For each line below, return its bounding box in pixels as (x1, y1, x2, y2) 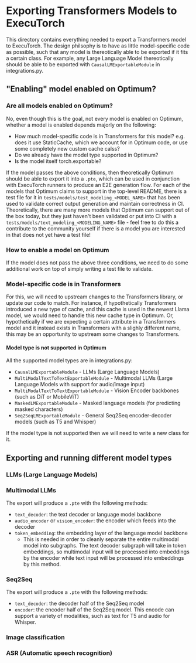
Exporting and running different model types (6, 453, 172, 463)
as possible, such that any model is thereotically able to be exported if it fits (6, 48, 188, 55)
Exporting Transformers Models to (6, 4, 177, 18)
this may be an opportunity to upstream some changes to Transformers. (6, 331, 180, 338)
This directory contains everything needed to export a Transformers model (6, 36, 187, 43)
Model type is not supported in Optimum (6, 344, 106, 351)
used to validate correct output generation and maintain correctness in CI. (6, 200, 184, 207)
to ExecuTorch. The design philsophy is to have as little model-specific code (6, 42, 190, 49)
